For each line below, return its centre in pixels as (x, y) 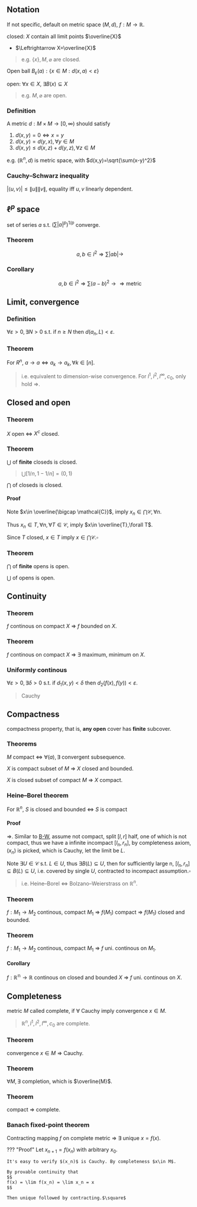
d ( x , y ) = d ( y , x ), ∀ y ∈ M (45, 141)
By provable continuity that (43, 1172)
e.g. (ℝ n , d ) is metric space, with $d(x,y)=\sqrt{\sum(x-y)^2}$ (81, 160)
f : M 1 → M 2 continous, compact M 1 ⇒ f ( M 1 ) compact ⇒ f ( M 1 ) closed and (96, 913)
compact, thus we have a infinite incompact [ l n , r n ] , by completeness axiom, (99, 844)
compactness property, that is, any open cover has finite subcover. (89, 728)
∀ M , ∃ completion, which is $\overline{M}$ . (60, 1081)
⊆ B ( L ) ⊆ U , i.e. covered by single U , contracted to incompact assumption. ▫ (99, 871)
